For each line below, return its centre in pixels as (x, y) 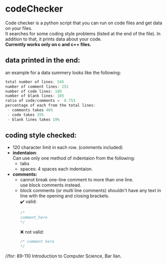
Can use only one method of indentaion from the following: (74, 158)
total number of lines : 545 (35, 82)
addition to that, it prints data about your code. (53, 39)
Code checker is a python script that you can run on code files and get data (84, 23)
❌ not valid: (32, 232)
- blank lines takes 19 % (33, 120)
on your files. (19, 28)
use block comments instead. (51, 185)
